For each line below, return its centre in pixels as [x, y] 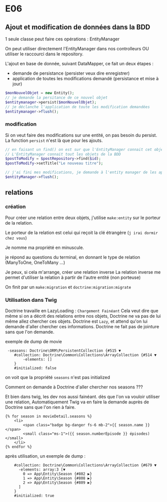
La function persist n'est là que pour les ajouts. [54, 140]
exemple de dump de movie [34, 341]
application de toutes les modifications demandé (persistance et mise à [85, 78]
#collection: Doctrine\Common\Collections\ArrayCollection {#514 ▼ [85, 355]
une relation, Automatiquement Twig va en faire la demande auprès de [77, 402]
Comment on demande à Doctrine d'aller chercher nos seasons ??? [74, 387]
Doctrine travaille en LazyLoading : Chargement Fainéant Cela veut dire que [82, 311]
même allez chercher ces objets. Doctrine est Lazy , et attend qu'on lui [76, 321]
